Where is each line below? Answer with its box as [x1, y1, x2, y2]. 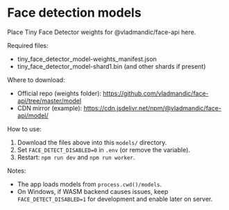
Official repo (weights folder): [17, 89, 102, 97]
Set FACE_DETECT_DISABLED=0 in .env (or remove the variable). [17, 145, 191, 154]
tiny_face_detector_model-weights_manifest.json [17, 54, 158, 63]
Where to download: [7, 75, 65, 84]
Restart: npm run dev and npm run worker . [17, 153, 135, 161]
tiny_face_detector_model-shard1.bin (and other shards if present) [17, 62, 206, 70]
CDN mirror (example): [17, 104, 83, 112]
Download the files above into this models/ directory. [17, 138, 167, 147]
